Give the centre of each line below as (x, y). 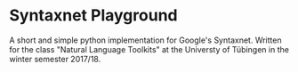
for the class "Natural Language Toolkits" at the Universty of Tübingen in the (149, 49)
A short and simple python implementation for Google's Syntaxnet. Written (145, 40)
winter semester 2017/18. (55, 59)
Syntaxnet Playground (93, 16)
